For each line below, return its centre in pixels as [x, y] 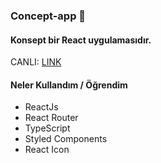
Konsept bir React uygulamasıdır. [81, 40]
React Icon [47, 150]
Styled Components [66, 139]
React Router [51, 118]
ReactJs [41, 107]
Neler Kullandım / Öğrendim [69, 85]
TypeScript [47, 128]
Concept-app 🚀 [48, 16]
